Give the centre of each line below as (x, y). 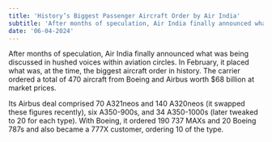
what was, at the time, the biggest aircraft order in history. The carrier (125, 71)
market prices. (32, 88)
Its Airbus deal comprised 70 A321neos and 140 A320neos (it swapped (127, 104)
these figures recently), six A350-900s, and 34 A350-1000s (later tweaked (134, 112)
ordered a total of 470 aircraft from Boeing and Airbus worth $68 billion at (132, 79)
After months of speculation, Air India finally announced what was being (129, 54)
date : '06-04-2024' (41, 31)
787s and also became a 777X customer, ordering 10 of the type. (116, 129)
